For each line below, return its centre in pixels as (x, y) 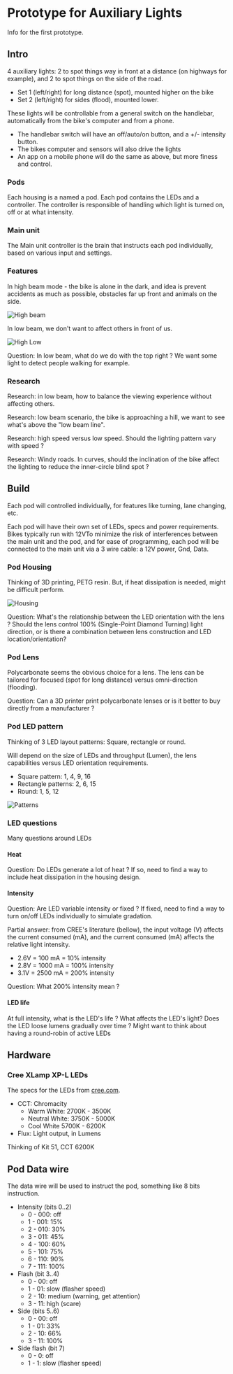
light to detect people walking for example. (69, 363)
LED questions (32, 822)
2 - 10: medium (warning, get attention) (84, 1296)
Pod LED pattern (35, 727)
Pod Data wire (38, 1169)
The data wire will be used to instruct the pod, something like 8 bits (104, 1186)
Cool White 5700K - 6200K (67, 1126)
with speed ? (25, 445)
